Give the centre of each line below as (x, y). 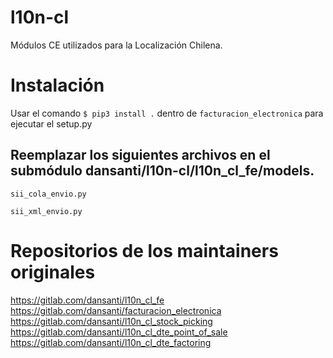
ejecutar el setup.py (51, 123)
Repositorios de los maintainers (144, 250)
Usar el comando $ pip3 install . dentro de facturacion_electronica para (167, 113)
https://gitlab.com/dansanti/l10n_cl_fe (87, 300)
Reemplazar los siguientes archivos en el (140, 155)
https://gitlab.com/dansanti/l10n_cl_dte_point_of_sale (119, 332)
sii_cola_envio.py (48, 194)
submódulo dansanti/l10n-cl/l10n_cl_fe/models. (162, 171)
